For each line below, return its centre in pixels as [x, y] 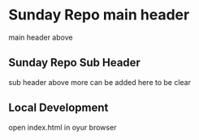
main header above [41, 37]
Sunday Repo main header [99, 15]
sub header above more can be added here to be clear [100, 82]
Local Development [58, 108]
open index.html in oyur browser [63, 127]
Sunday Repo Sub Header [74, 63]
